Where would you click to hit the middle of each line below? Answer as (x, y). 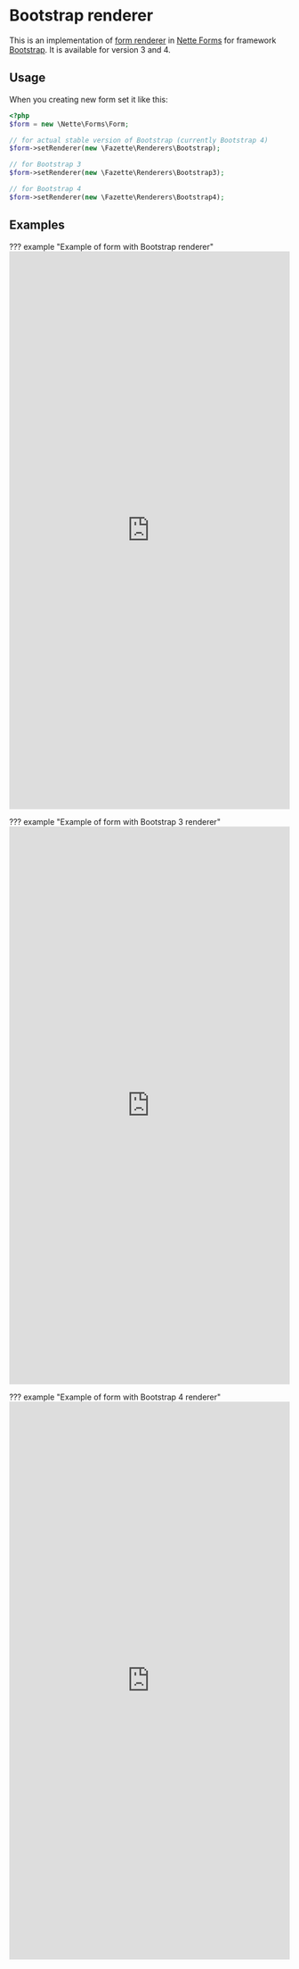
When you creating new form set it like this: (89, 99)
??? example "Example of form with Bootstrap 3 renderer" (115, 821)
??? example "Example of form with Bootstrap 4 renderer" (115, 1397)
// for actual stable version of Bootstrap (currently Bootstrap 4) (139, 140)
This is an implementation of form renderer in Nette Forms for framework (143, 40)
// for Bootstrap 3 (45, 165)
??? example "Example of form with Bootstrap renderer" (112, 246)
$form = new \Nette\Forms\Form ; (69, 124)
